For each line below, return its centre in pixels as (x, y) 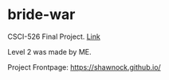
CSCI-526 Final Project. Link (54, 36)
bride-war (41, 15)
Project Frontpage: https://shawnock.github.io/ (84, 67)
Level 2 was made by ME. (50, 51)
